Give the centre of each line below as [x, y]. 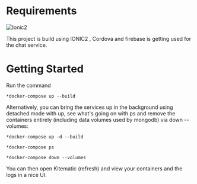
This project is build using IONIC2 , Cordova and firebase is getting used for [99, 38]
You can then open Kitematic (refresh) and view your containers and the [94, 168]
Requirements [42, 11]
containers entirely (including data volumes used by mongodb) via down [94, 120]
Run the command [29, 85]
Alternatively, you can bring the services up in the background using [90, 107]
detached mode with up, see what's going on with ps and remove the [91, 113]
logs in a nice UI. [27, 175]
